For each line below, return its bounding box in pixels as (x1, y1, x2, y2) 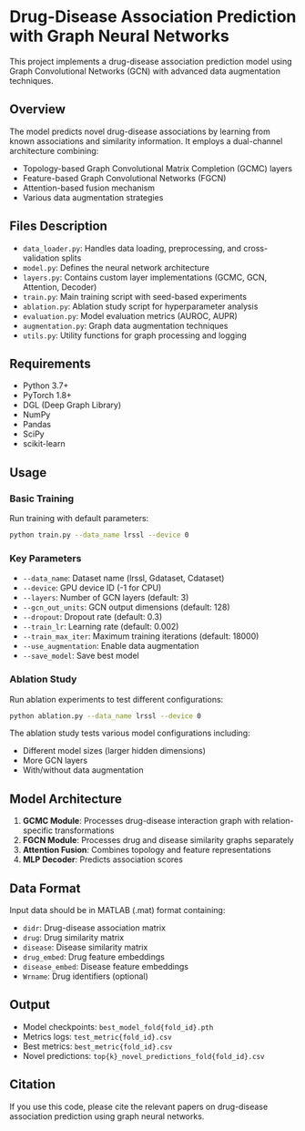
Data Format (9, 880, 81, 896)
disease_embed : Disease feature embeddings (22, 961, 189, 972)
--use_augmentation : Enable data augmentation (22, 641, 199, 652)
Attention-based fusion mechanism (22, 182, 156, 193)
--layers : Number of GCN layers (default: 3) (22, 592, 189, 603)
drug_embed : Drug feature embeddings (22, 951, 166, 962)
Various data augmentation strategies (22, 191, 164, 202)
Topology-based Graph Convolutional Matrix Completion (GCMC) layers (22, 162, 293, 174)
